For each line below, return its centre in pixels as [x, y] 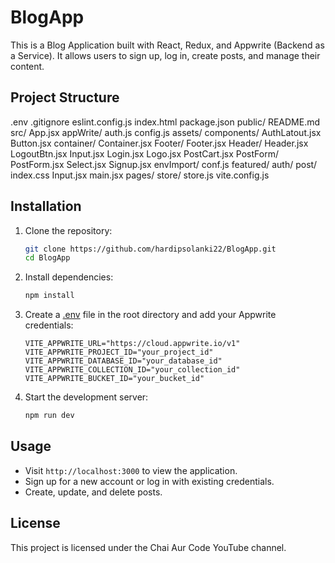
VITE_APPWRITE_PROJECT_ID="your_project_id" [119, 352]
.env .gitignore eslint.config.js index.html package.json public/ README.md [165, 122]
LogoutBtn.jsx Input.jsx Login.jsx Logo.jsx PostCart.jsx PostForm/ [144, 153]
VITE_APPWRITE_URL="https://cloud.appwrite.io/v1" [132, 344]
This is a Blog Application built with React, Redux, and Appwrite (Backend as [167, 45]
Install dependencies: [69, 277]
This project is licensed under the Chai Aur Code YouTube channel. [148, 547]
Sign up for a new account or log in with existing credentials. [149, 481]
